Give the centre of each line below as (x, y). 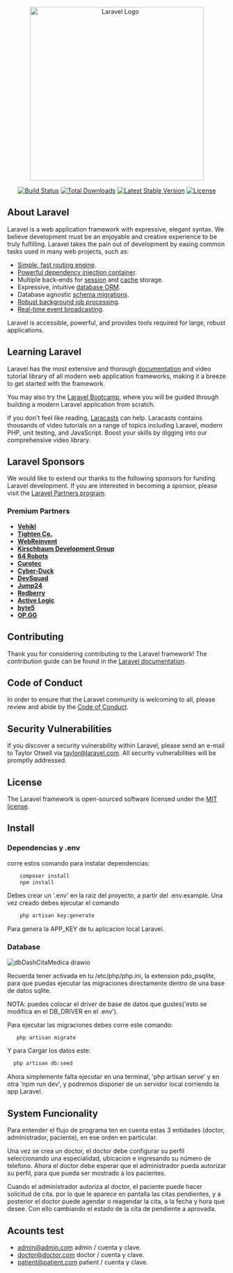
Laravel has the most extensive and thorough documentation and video (109, 368)
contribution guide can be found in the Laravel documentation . (97, 661)
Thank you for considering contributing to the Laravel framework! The (107, 654)
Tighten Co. (35, 534)
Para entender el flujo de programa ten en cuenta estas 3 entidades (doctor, (116, 1130)
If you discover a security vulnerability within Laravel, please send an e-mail (116, 746)
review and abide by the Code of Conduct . (68, 707)
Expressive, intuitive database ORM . (69, 287)
